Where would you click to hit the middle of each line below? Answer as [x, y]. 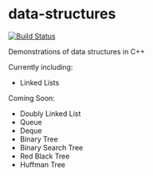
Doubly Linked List [50, 114]
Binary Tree [39, 139]
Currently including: [41, 67]
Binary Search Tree [51, 147]
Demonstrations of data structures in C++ [76, 51]
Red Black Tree [45, 156]
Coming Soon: [32, 98]
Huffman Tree [43, 164]
